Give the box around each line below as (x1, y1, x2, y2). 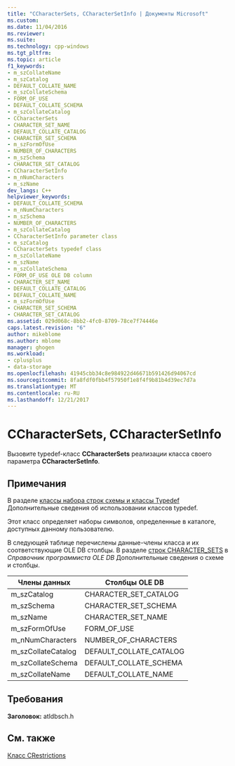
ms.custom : (7, 17, 39, 24)
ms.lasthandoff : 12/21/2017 (7, 396, 90, 403)
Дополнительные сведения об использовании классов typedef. (7, 504, 199, 512)
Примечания (7, 478, 67, 490)
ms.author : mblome (7, 337, 61, 345)
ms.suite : (7, 37, 36, 44)
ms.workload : (7, 350, 46, 357)
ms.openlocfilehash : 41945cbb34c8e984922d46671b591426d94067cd (7, 370, 196, 377)
